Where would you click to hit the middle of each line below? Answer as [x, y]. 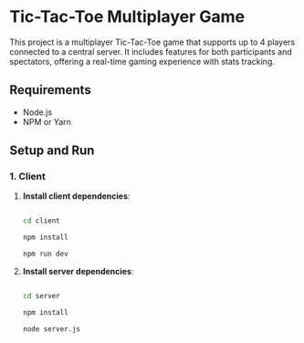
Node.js [37, 112]
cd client [42, 221]
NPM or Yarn [47, 121]
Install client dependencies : [76, 196]
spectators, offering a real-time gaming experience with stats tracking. [142, 61]
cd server [42, 296]
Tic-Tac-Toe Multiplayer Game [127, 17]
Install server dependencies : [78, 272]
